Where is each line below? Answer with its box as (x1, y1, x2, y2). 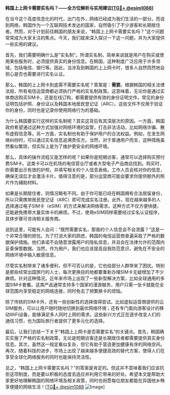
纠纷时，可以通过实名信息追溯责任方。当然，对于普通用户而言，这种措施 (9, 137, 160, 143)
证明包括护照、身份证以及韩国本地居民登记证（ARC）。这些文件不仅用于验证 (5, 101, 163, 107)
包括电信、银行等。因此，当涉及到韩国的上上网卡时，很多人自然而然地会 (14, 64, 165, 71)
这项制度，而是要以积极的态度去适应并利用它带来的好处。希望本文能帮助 (9, 371, 160, 377)
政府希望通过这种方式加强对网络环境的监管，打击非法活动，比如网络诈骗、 (5, 124, 160, 130)
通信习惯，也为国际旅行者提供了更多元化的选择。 (5, 318, 107, 324)
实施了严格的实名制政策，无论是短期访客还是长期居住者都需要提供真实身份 (9, 335, 165, 341)
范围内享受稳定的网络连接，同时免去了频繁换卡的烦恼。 (9, 288, 125, 294)
